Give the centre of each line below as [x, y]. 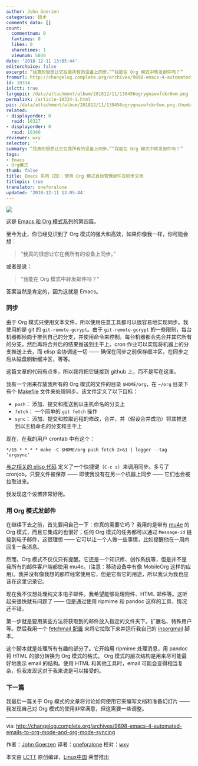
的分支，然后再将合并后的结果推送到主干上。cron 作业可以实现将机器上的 [95, 344]
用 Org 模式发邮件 [31, 510]
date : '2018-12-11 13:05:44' [42, 61]
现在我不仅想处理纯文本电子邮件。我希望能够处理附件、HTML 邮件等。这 [94, 594]
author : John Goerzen [33, 12]
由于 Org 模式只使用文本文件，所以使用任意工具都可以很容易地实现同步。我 [97, 322]
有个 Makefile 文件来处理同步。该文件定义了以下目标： [72, 391]
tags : [13, 154]
